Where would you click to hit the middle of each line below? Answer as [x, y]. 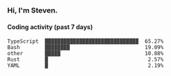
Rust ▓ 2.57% [85, 60]
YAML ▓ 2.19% [85, 66]
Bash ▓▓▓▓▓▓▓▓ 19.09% [85, 48]
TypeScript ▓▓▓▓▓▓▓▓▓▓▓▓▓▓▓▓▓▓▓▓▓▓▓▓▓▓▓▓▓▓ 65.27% [85, 41]
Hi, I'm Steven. [32, 10]
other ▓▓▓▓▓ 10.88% [85, 54]
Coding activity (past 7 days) [50, 27]
